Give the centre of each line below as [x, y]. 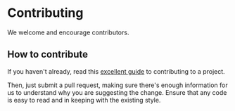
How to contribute [48, 54]
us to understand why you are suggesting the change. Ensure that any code [117, 92]
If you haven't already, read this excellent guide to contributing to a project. [116, 71]
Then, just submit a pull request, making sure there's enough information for [118, 85]
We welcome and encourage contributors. [68, 32]
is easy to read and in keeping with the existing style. [84, 100]
